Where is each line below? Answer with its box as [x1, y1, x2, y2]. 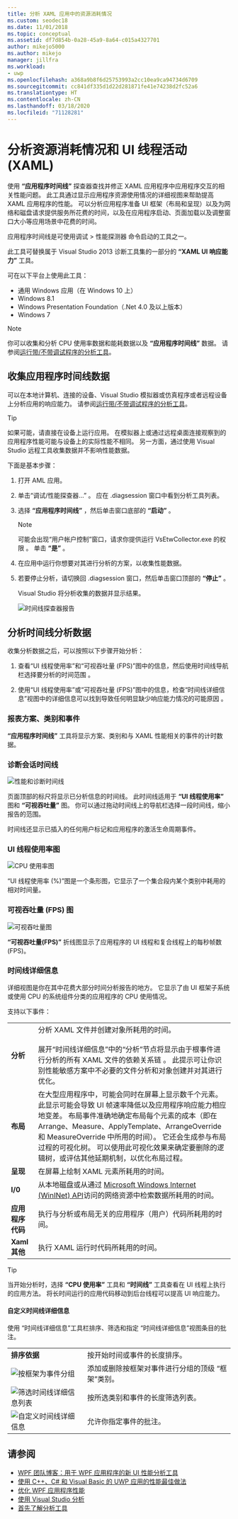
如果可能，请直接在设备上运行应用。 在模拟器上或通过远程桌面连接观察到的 [7, 428, 227, 436]
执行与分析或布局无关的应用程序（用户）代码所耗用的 [38, 1209, 216, 1219]
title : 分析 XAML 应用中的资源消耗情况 [7, 10, 112, 18]
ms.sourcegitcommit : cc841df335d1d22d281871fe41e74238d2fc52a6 [7, 83, 198, 90]
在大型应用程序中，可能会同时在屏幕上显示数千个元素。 [38, 1089, 223, 1099]
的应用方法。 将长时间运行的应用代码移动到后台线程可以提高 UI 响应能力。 [7, 1289, 224, 1297]
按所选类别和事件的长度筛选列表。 [87, 1393, 201, 1402]
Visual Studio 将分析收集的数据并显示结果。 [17, 588, 145, 597]
